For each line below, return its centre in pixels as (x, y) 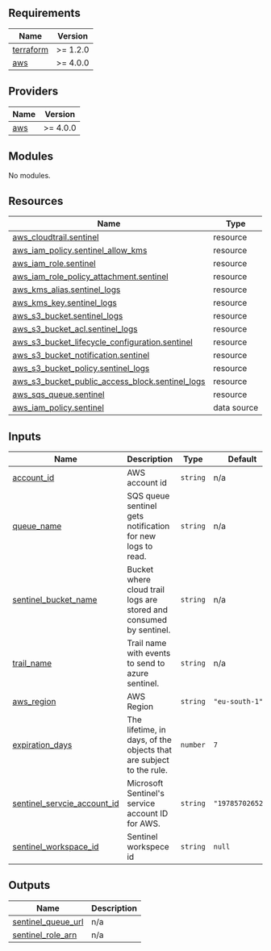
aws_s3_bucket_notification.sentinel (81, 356)
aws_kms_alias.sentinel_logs (67, 290)
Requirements (44, 13)
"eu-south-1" (238, 702)
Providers (33, 92)
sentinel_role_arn (45, 935)
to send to (146, 663)
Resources (36, 201)
